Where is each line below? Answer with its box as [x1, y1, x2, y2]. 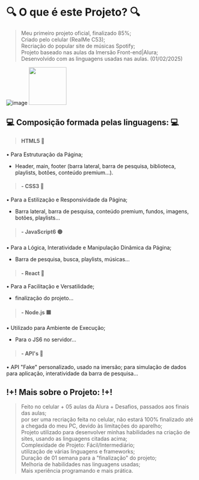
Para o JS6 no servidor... [14, 336, 76, 343]
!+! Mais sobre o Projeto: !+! [6, 387, 113, 397]
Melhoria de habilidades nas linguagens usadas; [20, 461, 141, 468]
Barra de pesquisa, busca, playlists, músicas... [14, 255, 130, 263]
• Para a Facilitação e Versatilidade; [6, 283, 95, 290]
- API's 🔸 [20, 350, 44, 357]
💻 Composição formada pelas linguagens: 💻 [6, 118, 179, 128]
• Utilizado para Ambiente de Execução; [6, 324, 106, 332]
